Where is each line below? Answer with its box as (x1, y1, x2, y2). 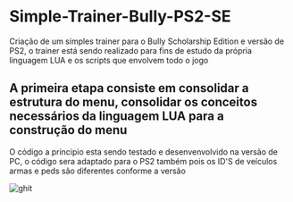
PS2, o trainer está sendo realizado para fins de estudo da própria (9, 45, 253, 55)
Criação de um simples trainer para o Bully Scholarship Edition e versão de (9, 36, 284, 46)
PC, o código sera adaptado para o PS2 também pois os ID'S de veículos (9, 156, 278, 166)
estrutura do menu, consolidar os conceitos (9, 95, 257, 110)
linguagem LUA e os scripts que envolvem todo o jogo (9, 55, 209, 65)
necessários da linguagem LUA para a (9, 109, 225, 124)
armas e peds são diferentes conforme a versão (9, 165, 186, 176)
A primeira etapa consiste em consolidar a (9, 80, 249, 96)
